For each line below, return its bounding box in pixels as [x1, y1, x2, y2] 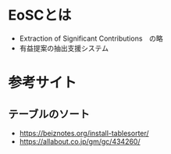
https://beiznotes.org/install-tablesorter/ [19, 128, 150, 138]
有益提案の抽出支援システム [19, 43, 109, 52]
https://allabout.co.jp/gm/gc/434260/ [19, 137, 141, 146]
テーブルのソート [8, 107, 90, 120]
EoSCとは [8, 6, 72, 24]
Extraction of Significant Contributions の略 [19, 34, 164, 43]
